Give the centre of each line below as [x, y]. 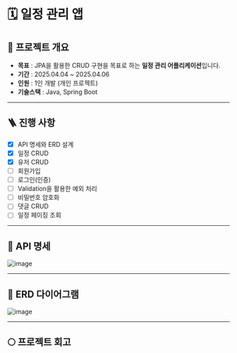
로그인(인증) [34, 180]
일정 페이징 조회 [39, 215]
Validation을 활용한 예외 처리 [57, 189]
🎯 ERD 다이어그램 [43, 294]
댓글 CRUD [33, 206]
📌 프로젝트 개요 [38, 47]
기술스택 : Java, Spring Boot [57, 92]
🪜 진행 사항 [31, 123]
